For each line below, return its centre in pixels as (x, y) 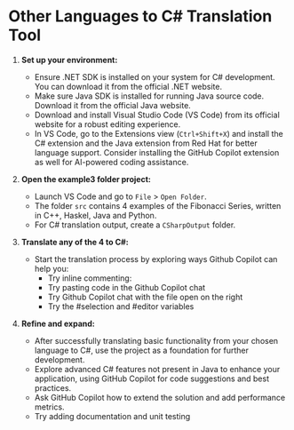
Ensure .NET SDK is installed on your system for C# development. (155, 76)
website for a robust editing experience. (107, 124)
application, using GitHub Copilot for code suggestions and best (152, 378)
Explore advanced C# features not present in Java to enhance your (157, 369)
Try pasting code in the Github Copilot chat (127, 287)
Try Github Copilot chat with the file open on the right (145, 297)
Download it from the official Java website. (113, 105)
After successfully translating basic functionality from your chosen (156, 340)
